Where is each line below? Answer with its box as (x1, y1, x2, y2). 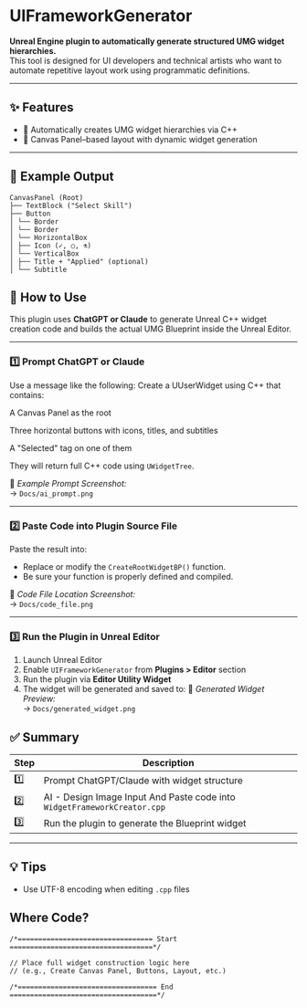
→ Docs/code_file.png (9, 598, 94, 609)
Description (142, 757, 195, 770)
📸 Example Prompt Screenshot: (9, 478, 127, 488)
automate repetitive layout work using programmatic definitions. (9, 65, 250, 76)
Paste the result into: (9, 543, 88, 554)
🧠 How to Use (9, 289, 87, 305)
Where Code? (9, 910, 90, 926)
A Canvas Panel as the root (9, 407, 111, 418)
